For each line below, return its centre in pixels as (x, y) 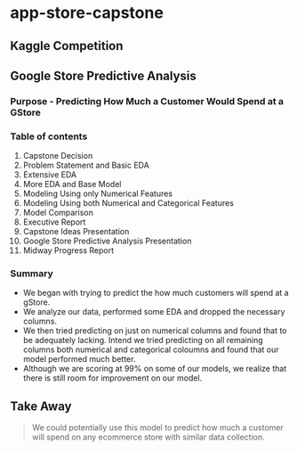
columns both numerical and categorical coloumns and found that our (151, 349)
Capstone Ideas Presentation (76, 232)
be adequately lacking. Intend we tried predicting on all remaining (143, 340)
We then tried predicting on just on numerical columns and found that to (155, 331)
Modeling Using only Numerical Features (97, 193)
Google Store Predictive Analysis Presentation (107, 241)
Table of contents (49, 136)
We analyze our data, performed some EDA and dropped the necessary (154, 312)
